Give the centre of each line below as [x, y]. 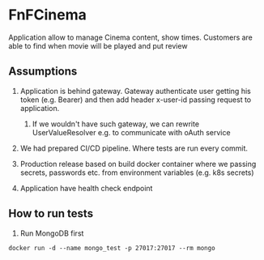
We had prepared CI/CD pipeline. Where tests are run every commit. [134, 148]
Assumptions [43, 72]
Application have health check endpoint [86, 188]
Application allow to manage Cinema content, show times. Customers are [131, 37]
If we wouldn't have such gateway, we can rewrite [116, 124]
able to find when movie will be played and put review [98, 45]
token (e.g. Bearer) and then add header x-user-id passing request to [136, 100]
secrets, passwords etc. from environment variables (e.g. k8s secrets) [137, 173]
